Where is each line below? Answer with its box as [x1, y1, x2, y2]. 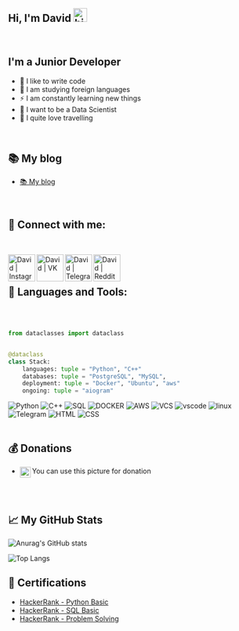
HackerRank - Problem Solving [19, 614, 119, 623]
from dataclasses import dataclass [8, 330, 125, 337]
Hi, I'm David [8, 12, 72, 25]
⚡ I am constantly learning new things [19, 93, 141, 103]
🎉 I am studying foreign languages [19, 84, 131, 94]
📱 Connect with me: [8, 217, 106, 232]
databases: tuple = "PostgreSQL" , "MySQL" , [22, 372, 167, 381]
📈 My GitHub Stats [8, 513, 103, 527]
